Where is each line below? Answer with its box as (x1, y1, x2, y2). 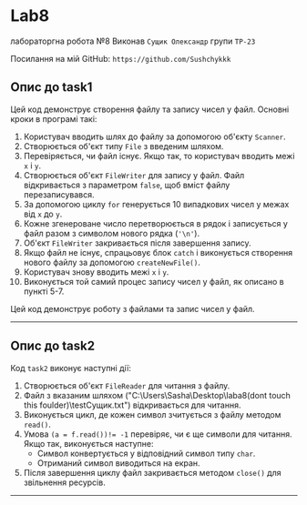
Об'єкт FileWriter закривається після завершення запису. (23, 237, 251, 248)
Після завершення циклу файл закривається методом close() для (23, 467, 281, 478)
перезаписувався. (23, 188, 95, 200)
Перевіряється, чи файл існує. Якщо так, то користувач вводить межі (23, 150, 295, 161)
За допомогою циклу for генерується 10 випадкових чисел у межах (23, 198, 290, 209)
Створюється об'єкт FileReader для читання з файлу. (23, 379, 230, 391)
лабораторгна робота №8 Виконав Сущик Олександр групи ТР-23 (10, 35, 256, 46)
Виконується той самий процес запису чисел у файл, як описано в (23, 276, 285, 287)
